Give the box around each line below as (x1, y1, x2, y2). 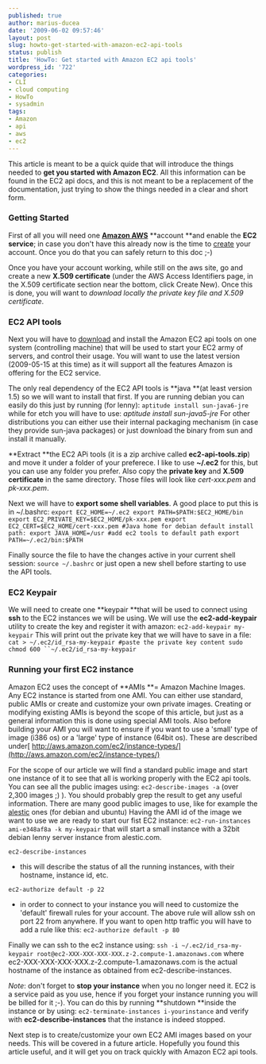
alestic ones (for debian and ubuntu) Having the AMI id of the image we (8, 807, 242, 816)
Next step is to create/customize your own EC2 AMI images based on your (8, 1030, 253, 1039)
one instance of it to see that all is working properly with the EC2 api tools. (8, 773, 252, 783)
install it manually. (8, 434, 67, 444)
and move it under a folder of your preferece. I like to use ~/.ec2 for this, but (8, 458, 258, 468)
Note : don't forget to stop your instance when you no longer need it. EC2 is (8, 981, 256, 990)
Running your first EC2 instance (8, 664, 134, 675)
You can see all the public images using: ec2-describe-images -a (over (8, 781, 239, 791)
